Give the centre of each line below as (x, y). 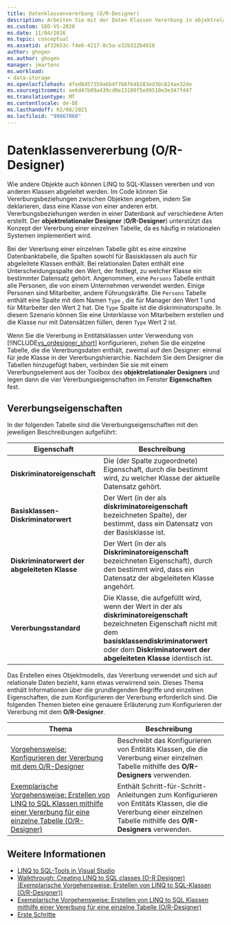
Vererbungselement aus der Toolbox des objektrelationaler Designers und (113, 372)
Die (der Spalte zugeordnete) (151, 461)
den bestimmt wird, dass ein (149, 570)
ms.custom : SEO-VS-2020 (41, 26)
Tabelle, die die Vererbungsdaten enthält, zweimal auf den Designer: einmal (114, 350)
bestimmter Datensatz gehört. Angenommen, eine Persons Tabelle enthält (111, 278)
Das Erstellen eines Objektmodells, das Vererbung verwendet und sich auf (112, 675)
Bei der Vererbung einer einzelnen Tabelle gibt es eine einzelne (97, 248)
